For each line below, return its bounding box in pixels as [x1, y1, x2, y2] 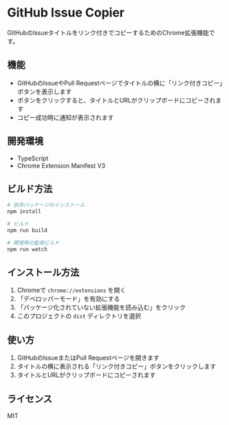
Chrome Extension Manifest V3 [17, 161, 106, 169]
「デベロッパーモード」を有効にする [17, 295, 120, 303]
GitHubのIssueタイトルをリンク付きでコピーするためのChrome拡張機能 [7, 28, 210, 37]
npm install [7, 208, 41, 215]
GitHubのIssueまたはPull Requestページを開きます [17, 353, 160, 362]
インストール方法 [7, 267, 80, 278]
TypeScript [17, 154, 49, 163]
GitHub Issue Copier [7, 5, 125, 21]
